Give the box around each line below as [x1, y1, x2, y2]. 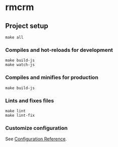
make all [5, 35, 24, 40]
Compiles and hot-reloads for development [5, 46, 113, 53]
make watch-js [5, 62, 35, 67]
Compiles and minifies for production [5, 74, 98, 81]
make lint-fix [5, 113, 35, 118]
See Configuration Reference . [5, 136, 67, 142]
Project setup [5, 22, 49, 30]
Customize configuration [5, 124, 68, 131]
